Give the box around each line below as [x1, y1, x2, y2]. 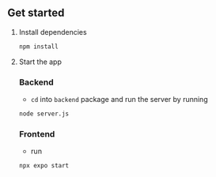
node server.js [18, 110, 70, 118]
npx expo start [18, 162, 70, 170]
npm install [18, 43, 59, 51]
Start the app [18, 57, 63, 66]
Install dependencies [18, 27, 88, 36]
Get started [7, 6, 65, 20]
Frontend [18, 128, 55, 139]
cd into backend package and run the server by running [30, 94, 208, 104]
